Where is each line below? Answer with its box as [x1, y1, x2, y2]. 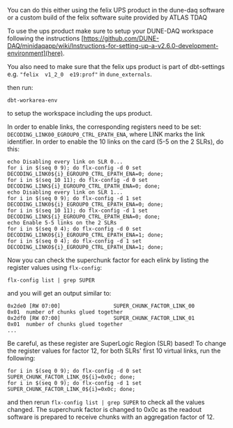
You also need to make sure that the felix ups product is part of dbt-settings [7, 63, 225, 70]
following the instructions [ [7, 34, 84, 43]
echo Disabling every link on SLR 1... [7, 189, 123, 196]
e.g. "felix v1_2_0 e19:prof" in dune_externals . [7, 70, 152, 78]
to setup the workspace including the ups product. [7, 109, 153, 117]
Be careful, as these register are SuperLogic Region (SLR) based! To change [7, 339, 227, 347]
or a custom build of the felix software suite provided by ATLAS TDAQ [7, 13, 208, 22]
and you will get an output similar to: [7, 289, 112, 297]
